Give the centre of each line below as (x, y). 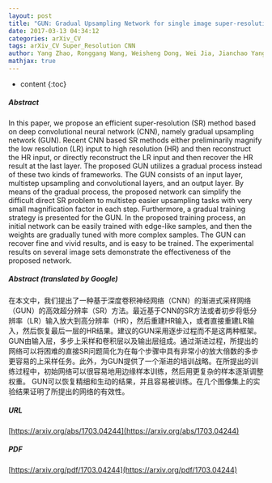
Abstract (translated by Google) (64, 279)
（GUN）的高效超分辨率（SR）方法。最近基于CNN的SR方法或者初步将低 (129, 310)
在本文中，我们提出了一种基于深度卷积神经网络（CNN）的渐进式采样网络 (130, 300)
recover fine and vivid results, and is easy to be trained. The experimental (131, 243)
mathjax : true (32, 61)
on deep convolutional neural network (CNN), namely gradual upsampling (131, 131)
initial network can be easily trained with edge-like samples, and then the (130, 226)
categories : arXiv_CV (45, 38)
